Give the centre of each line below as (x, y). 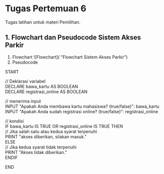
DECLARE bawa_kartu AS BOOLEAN (42, 86)
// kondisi (14, 121)
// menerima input (23, 101)
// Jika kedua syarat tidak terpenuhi (41, 147)
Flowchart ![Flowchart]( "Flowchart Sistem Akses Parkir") (70, 57)
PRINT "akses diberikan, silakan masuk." (46, 137)
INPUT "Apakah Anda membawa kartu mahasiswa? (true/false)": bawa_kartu (82, 106)
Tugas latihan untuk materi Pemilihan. (43, 22)
